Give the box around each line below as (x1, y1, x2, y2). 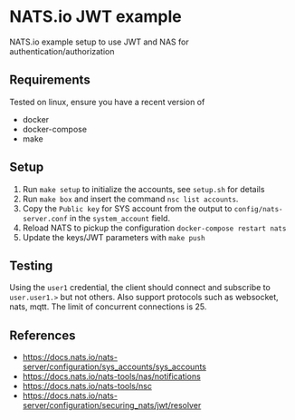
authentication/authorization (9, 45, 115, 56)
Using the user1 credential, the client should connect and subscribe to (9, 282, 271, 293)
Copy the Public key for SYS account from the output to (22, 202, 233, 214)
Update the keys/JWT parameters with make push (22, 231, 205, 242)
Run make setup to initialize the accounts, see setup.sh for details (22, 183, 265, 194)
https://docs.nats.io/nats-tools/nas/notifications (22, 371, 201, 382)
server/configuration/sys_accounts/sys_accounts (22, 361, 206, 373)
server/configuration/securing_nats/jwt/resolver (22, 400, 202, 411)
